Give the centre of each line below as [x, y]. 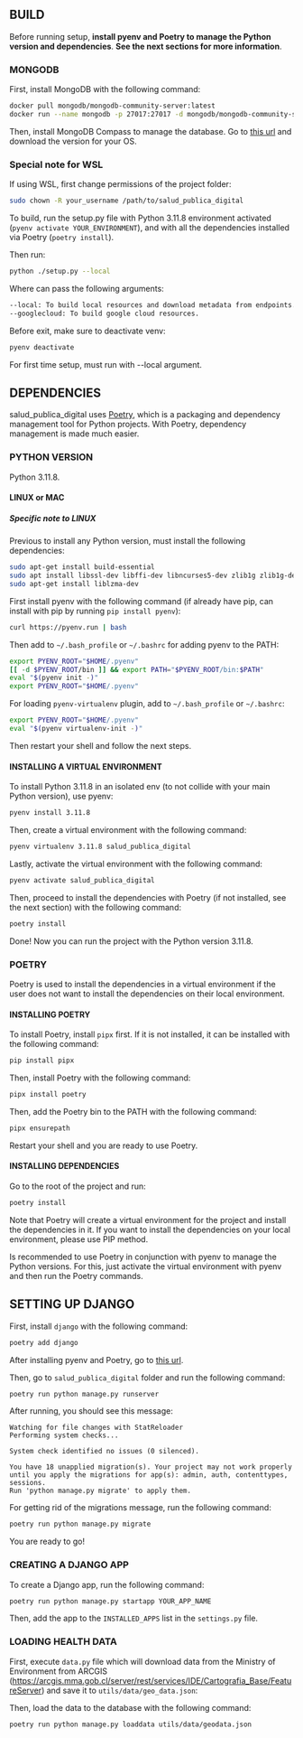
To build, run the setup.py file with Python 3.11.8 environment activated [141, 218]
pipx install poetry [48, 1095]
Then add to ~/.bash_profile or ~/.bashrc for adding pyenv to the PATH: [144, 644]
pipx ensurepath [40, 1128]
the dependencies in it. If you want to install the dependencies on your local [150, 1229]
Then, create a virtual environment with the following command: [128, 830]
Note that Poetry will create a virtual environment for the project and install [148, 1219]
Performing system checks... [64, 1435]
